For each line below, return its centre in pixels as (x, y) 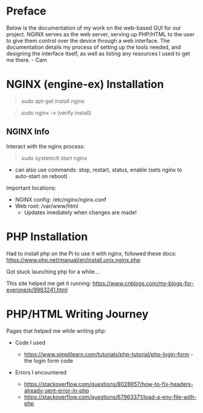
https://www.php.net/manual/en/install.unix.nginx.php (73, 260)
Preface (26, 11)
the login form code (49, 360)
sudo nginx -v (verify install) (56, 112)
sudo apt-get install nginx (53, 101)
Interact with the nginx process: (46, 146)
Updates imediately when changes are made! (80, 212)
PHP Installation (47, 236)
